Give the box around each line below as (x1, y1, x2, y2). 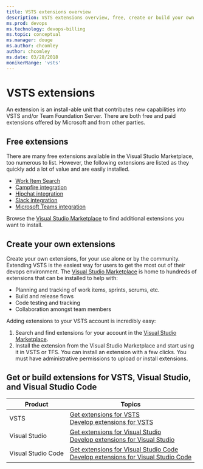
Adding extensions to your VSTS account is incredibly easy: (6, 317, 156, 325)
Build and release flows (15, 293, 74, 300)
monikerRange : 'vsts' (6, 60, 61, 66)
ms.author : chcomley (6, 43, 59, 49)
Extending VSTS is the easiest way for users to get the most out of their (6, 262, 185, 269)
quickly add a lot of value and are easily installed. (6, 165, 130, 173)
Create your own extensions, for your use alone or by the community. (6, 255, 180, 262)
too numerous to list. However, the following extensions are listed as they (6, 159, 190, 166)
